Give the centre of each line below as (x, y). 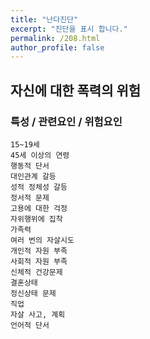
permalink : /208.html (55, 38)
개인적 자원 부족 (39, 251)
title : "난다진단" (44, 19)
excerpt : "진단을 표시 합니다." (69, 29)
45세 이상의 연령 (40, 155)
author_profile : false (57, 47)
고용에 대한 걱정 (39, 208)
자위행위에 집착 (36, 219)
